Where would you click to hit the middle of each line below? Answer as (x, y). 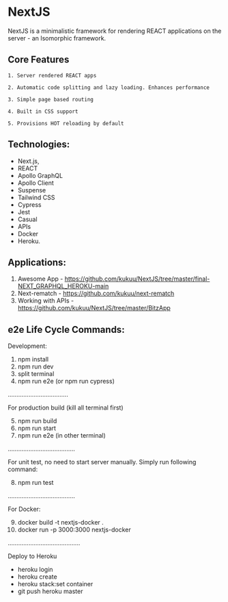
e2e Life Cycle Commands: (66, 329)
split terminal (36, 374)
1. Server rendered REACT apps (52, 75)
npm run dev (35, 366)
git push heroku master (50, 591)
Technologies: (39, 145)
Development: (27, 346)
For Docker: (24, 509)
